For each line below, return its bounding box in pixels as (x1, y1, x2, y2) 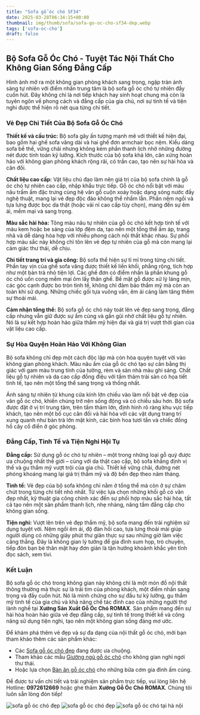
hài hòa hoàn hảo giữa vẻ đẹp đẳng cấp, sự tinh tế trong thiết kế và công (6, 611, 185, 619)
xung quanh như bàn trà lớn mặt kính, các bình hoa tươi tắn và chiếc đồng (6, 416, 188, 423)
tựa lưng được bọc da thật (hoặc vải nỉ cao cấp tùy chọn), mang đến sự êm (6, 201, 190, 208)
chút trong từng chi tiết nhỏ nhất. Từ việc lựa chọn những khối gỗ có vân (6, 488, 184, 495)
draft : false (6, 31, 39, 37)
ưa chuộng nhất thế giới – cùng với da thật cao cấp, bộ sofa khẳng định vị (6, 458, 187, 465)
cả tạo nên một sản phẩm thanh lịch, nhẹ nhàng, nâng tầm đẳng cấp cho (6, 501, 185, 508)
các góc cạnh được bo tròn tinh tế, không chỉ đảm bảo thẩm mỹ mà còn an (6, 282, 190, 289)
